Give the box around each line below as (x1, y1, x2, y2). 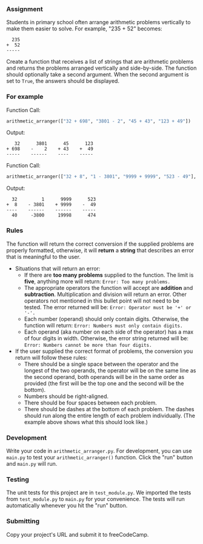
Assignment (6, 5, 44, 13)
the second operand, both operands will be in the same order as (24, 373, 185, 380)
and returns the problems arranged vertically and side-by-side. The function (6, 64, 197, 72)
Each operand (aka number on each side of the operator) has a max (24, 328, 194, 335)
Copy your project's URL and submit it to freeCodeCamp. (6, 531, 149, 538)
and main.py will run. (6, 460, 58, 467)
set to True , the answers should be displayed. (6, 78, 120, 85)
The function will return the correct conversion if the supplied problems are (6, 240, 194, 247)
